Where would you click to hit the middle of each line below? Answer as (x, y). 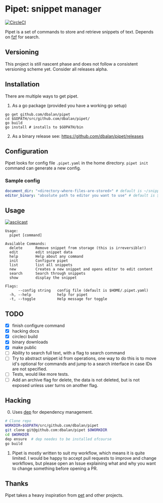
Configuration (27, 151)
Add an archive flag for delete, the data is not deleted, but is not (76, 380)
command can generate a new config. (43, 168)
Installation (22, 84)
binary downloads (30, 342)
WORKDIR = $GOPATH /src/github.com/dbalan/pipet (52, 426)
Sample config (23, 181)
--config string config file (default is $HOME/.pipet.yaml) (83, 291)
